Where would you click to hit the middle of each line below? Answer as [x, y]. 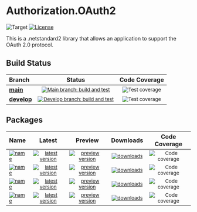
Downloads [127, 140]
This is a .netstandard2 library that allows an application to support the [91, 38]
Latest [48, 140]
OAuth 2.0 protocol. [30, 45]
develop [21, 99]
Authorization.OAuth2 [61, 11]
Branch [19, 79]
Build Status [29, 63]
